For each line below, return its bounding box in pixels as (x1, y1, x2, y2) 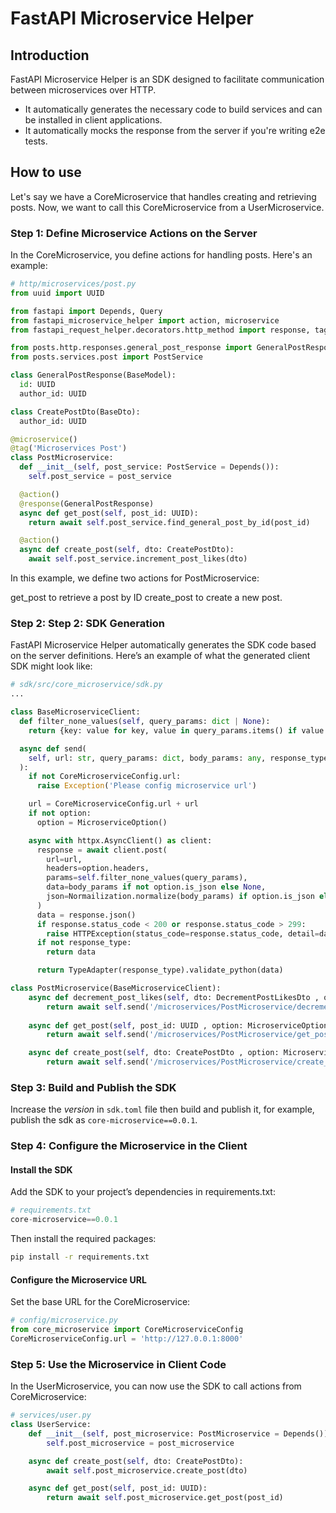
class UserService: (10, 1420, 92, 1430)
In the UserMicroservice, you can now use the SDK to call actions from (10, 1380, 302, 1392)
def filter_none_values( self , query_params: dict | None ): (19, 717, 271, 727)
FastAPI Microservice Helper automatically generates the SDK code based (10, 639, 317, 651)
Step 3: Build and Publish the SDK (10, 1080, 177, 1094)
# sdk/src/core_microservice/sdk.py (10, 680, 163, 690)
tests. (24, 135, 48, 147)
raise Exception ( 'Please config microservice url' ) (36, 781, 257, 791)
